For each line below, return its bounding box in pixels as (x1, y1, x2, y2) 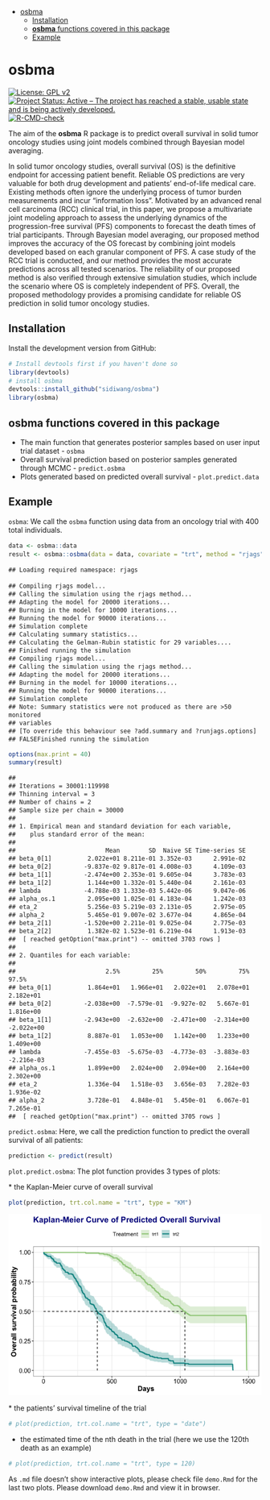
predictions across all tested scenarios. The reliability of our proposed (8, 264, 240, 273)
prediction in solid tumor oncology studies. (8, 298, 150, 308)
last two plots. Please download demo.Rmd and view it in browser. (8, 1482, 221, 1492)
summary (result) (8, 758, 63, 767)
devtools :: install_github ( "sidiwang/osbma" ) (8, 385, 160, 393)
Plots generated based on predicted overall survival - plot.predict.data (19, 472, 260, 481)
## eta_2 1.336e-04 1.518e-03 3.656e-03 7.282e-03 (8, 1080, 250, 1089)
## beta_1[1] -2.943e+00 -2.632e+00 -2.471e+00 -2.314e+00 (8, 1016, 250, 1024)
